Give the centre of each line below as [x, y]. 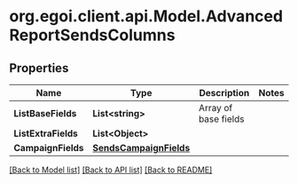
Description [224, 93]
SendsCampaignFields [141, 148]
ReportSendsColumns [92, 35]
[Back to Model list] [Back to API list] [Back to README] [111, 170]
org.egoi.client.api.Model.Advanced [146, 16]
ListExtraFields [46, 133]
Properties [39, 68]
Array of [216, 108]
